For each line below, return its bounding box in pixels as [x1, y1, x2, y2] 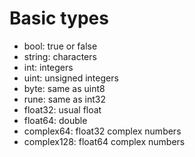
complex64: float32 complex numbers [23, 125, 182, 137]
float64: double [23, 114, 88, 126]
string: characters [23, 50, 97, 62]
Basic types [9, 7, 109, 30]
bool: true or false [23, 40, 98, 52]
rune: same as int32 [23, 93, 106, 105]
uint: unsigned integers [23, 72, 119, 84]
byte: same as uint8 [23, 82, 106, 94]
